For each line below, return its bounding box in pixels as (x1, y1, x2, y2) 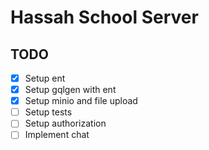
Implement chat (24, 129, 90, 141)
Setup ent (24, 72, 66, 84)
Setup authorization (24, 117, 107, 130)
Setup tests (24, 106, 73, 118)
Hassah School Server (10, 6, 199, 29)
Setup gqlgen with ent (24, 84, 117, 96)
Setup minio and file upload (24, 95, 138, 107)
